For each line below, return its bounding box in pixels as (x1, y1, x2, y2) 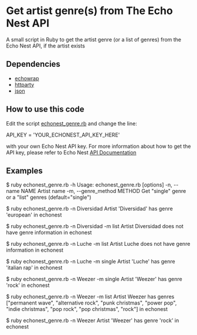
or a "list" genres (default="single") (6, 194, 92, 201)
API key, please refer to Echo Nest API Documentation (6, 148, 137, 156)
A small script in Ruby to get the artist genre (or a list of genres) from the (6, 36, 182, 43)
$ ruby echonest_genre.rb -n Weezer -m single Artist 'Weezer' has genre (6, 276, 183, 283)
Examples (6, 165, 43, 175)
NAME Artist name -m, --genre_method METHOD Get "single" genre (21, 188, 186, 195)
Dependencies (6, 59, 60, 69)
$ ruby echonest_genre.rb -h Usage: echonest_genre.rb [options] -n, (6, 181, 173, 188)
